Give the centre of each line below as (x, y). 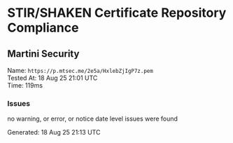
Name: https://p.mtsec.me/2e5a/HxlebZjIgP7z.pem (80, 70)
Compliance (43, 28)
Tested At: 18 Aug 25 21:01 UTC (52, 78)
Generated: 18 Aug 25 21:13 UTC (54, 132)
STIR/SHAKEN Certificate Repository (117, 13)
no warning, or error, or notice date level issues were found (93, 119)
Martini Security (43, 54)
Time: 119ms (25, 85)
